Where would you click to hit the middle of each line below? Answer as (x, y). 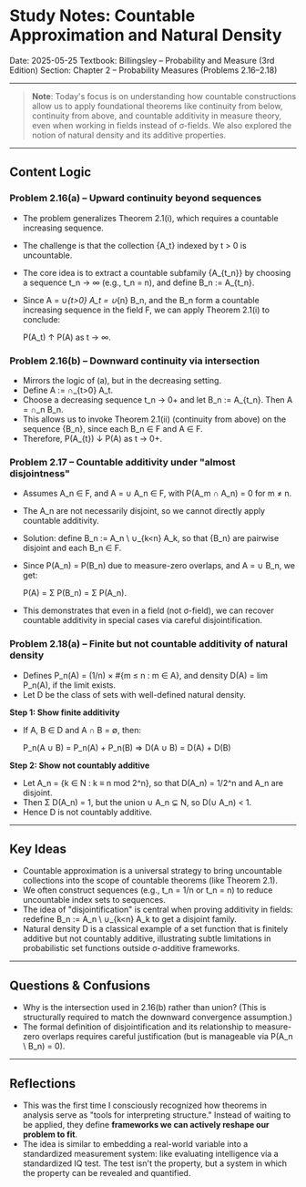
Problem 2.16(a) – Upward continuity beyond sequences (136, 199)
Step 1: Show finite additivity (65, 712)
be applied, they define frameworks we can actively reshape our (146, 1124)
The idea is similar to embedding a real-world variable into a (135, 1143)
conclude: (41, 319)
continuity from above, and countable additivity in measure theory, (157, 116)
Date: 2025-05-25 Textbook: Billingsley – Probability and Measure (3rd (142, 60)
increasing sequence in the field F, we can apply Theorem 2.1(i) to (146, 310)
